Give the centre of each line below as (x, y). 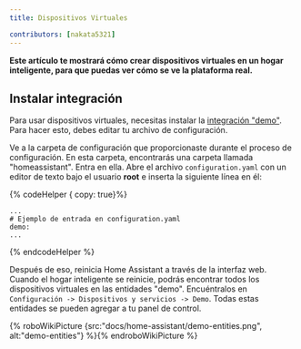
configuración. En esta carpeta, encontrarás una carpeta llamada (131, 158)
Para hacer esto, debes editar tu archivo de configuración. (119, 130)
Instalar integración (66, 98)
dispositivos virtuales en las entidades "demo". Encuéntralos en (129, 289)
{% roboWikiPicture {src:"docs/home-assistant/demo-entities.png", (136, 326)
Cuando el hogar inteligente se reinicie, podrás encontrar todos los (135, 280)
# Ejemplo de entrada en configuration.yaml (95, 220)
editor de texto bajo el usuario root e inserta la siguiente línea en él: (135, 177)
